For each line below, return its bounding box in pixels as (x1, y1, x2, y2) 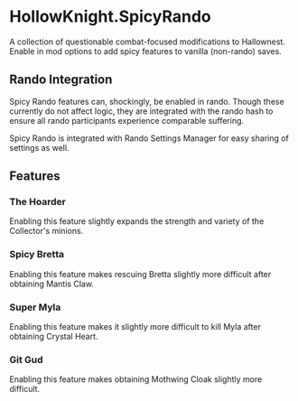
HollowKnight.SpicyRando (9, 6, 211, 27)
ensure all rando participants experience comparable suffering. (9, 115, 245, 126)
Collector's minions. (9, 226, 84, 237)
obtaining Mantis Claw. (9, 278, 95, 289)
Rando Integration (9, 72, 113, 88)
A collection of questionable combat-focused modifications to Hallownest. (9, 36, 286, 47)
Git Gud (9, 353, 43, 366)
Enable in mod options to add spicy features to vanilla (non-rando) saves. (9, 45, 282, 56)
